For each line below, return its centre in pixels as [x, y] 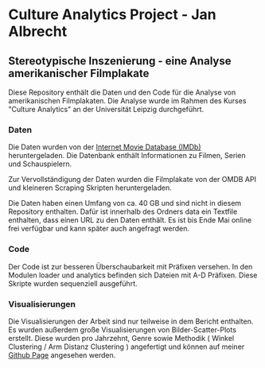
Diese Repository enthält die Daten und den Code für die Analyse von [122, 92]
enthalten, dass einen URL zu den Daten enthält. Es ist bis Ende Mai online [130, 220]
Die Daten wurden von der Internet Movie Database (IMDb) [105, 147]
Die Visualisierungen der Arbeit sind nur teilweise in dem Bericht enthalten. [131, 321]
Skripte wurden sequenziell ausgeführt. [73, 283]
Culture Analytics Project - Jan [112, 15]
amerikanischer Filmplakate [79, 73]
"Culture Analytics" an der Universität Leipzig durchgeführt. [106, 109]
